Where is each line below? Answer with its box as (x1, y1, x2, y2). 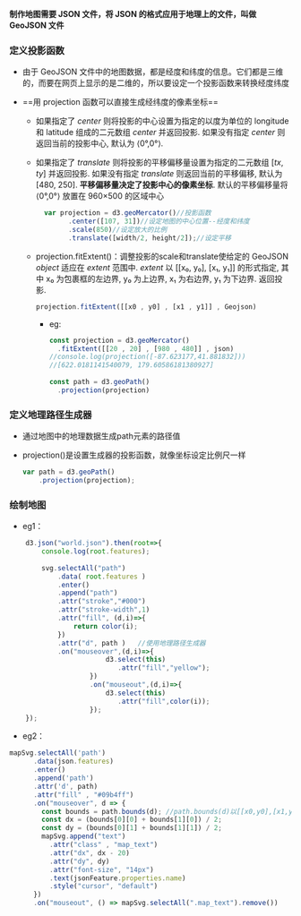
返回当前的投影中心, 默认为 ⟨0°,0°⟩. (35, 138, 164, 149)
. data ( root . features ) (56, 572, 146, 581)
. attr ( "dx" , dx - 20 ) (48, 848, 130, 858)
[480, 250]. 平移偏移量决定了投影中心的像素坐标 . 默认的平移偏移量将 (35, 179, 288, 191)
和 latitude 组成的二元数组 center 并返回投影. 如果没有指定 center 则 (35, 127, 286, 138)
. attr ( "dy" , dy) (48, 857, 110, 866)
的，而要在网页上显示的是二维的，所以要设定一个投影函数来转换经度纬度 (21, 78, 289, 89)
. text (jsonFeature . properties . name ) (48, 873, 186, 883)
